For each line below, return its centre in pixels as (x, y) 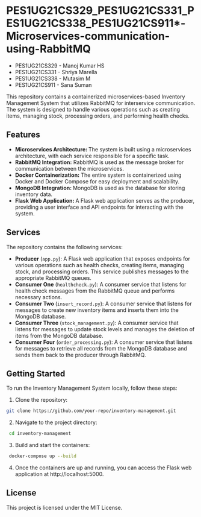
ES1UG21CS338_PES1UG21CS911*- (96, 23)
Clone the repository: (41, 400)
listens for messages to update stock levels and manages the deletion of (105, 329)
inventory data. (34, 194)
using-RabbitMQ (49, 49)
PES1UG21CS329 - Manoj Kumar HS (60, 65)
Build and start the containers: (52, 445)
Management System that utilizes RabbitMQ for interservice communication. (101, 103)
